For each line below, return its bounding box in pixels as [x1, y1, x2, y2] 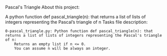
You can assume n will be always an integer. [14, 46, 111, 51]
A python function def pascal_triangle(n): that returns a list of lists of [5, 14, 146, 19]
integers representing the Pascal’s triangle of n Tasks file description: [5, 19, 148, 25]
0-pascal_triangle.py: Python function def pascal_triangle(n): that [5, 29, 153, 34]
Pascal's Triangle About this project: [5, 4, 80, 10]
